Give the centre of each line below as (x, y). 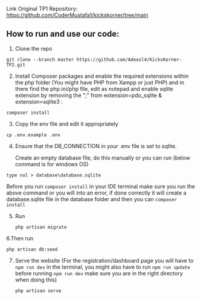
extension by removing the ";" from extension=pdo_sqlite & (88, 95)
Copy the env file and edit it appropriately (67, 123)
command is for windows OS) (52, 164)
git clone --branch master (40, 60)
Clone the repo (33, 48)
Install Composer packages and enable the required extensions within (102, 76)
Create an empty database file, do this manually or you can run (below (102, 158)
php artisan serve (38, 291)
